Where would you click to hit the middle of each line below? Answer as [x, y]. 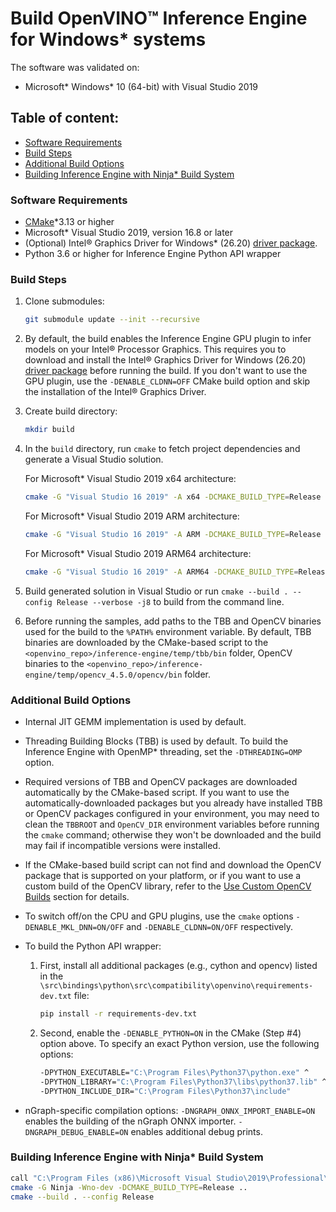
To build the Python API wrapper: [93, 946]
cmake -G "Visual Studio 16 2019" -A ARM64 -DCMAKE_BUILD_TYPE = [161, 572]
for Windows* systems [108, 39]
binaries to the [54, 663]
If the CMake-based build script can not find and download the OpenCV [173, 865]
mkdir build [49, 430]
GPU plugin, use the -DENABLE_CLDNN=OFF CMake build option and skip [167, 381]
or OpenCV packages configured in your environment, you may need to [172, 814]
